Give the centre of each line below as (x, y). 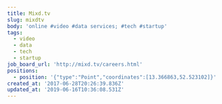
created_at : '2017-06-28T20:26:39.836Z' (66, 83)
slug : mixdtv (26, 20)
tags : (15, 32)
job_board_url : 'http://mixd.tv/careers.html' (75, 64)
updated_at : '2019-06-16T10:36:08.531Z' (66, 90)
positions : (23, 70)
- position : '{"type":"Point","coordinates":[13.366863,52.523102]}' (115, 77)
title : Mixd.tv (29, 13)
